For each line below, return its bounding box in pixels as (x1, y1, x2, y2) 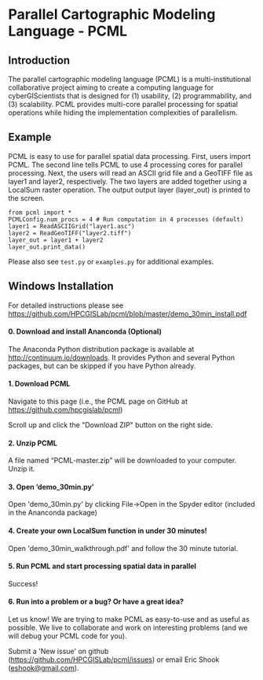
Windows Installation (8, 279, 114, 293)
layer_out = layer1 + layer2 (8, 236, 104, 244)
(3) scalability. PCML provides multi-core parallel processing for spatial (8, 100, 238, 109)
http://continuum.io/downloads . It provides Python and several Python (8, 353, 236, 362)
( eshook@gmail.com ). (8, 663, 80, 673)
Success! (8, 578, 38, 588)
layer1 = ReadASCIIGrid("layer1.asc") (8, 222, 135, 230)
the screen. (8, 193, 46, 202)
